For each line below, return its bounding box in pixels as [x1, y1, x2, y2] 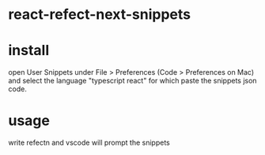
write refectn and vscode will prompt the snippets [8, 138, 170, 147]
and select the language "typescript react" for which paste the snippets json [8, 76, 257, 86]
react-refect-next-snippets [8, 6, 191, 24]
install [8, 42, 50, 60]
